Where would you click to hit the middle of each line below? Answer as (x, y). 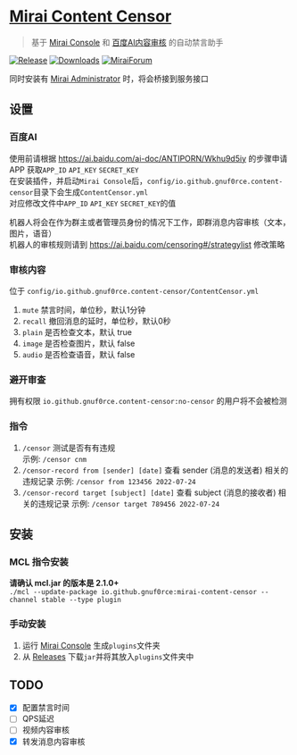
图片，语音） (33, 233)
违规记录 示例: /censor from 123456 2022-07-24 (109, 481)
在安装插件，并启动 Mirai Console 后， (78, 180)
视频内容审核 (45, 730)
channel (24, 600)
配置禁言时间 (45, 708)
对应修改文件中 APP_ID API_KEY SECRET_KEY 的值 (93, 203)
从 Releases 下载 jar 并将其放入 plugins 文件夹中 (108, 656)
